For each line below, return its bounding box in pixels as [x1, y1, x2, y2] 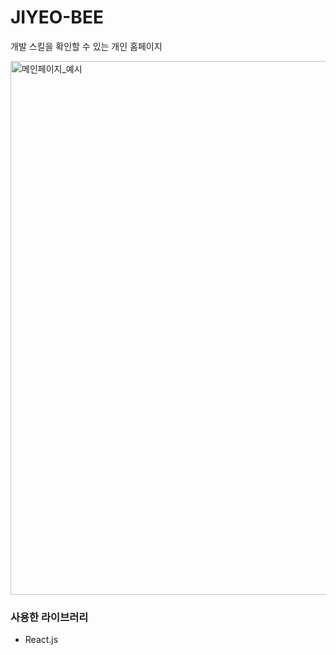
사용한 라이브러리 [10, 610, 89, 624]
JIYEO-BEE [10, 6, 104, 29]
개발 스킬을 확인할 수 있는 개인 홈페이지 [10, 40, 163, 52]
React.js [24, 634, 59, 646]
